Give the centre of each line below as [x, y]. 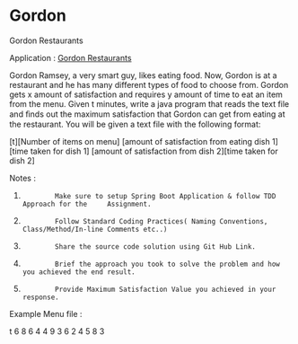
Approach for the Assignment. [87, 204]
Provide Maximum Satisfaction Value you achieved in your [166, 289]
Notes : [22, 178]
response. [41, 297]
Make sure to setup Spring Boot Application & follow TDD [166, 196]
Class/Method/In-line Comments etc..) [95, 229]
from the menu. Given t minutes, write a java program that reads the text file [149, 103]
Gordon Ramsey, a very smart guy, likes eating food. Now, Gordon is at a [143, 75]
